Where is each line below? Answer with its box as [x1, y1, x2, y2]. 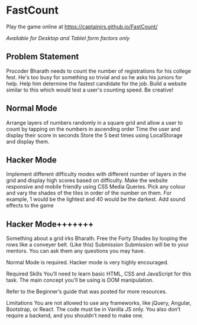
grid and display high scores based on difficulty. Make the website [6, 177, 168, 184]
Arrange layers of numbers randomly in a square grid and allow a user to [6, 119, 183, 126]
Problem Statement [6, 51, 79, 62]
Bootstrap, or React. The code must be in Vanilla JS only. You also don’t [6, 305, 181, 313]
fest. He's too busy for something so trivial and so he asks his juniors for [6, 73, 182, 80]
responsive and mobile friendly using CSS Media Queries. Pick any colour [6, 183, 186, 190]
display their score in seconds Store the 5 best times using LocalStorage [6, 131, 183, 139]
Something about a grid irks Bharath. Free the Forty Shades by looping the [6, 235, 188, 242]
